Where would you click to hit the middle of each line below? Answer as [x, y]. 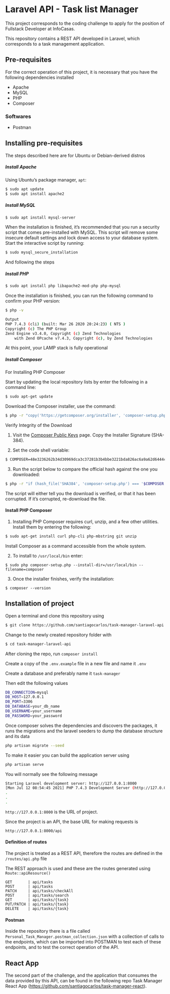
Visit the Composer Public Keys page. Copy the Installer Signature [81, 435]
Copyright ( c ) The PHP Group [36, 329]
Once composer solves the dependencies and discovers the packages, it [81, 725]
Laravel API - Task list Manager [72, 9]
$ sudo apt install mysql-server [40, 218]
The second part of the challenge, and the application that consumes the [81, 975]
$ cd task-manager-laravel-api [38, 644]
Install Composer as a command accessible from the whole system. [76, 546]
